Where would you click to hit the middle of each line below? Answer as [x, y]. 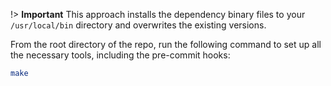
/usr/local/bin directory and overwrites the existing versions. [138, 25]
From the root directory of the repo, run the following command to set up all [166, 44]
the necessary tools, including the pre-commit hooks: [120, 55]
